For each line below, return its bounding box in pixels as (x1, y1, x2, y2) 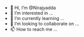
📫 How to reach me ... (10, 26, 58, 32)
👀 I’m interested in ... (10, 10, 53, 16)
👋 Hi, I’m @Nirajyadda (10, 5, 56, 10)
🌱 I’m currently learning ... (10, 15, 65, 21)
